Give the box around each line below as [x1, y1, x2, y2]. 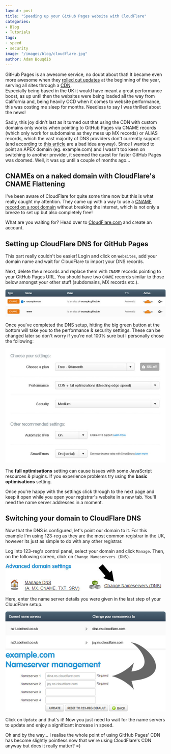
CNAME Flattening [5, 179, 65, 188]
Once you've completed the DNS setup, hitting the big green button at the [5, 322, 160, 328]
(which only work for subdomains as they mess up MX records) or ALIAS [5, 130, 158, 136]
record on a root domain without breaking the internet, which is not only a [5, 204, 159, 210]
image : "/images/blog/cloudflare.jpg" [5, 51, 88, 56]
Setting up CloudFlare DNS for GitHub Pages [5, 240, 149, 248]
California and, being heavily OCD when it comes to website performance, [5, 98, 161, 105]
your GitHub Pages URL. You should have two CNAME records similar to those [5, 274, 164, 280]
